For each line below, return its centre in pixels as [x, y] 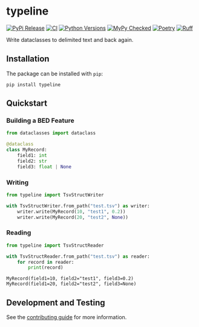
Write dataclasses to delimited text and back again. [70, 40]
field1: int [32, 156]
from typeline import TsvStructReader [55, 245]
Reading [19, 233]
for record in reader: [46, 262]
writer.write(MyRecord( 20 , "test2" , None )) [73, 217]
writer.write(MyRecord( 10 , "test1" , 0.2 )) [71, 212]
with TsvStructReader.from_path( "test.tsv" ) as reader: [78, 256]
